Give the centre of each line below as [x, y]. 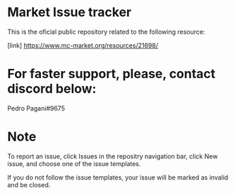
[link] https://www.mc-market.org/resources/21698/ [83, 45]
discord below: [52, 89]
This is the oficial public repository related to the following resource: [106, 32]
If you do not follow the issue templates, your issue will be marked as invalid [118, 177]
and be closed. [29, 184]
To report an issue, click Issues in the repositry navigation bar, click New [113, 156]
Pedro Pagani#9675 [36, 108]
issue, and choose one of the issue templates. [74, 163]
